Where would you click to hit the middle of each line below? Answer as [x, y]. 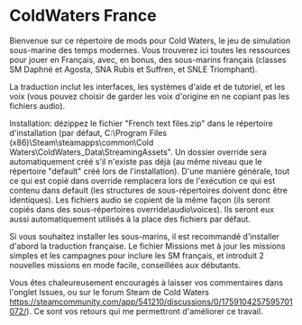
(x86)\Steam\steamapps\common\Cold [82, 142]
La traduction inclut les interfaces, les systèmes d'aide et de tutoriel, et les [147, 86]
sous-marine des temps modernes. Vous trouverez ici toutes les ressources [150, 50]
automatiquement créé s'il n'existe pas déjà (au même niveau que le [136, 161]
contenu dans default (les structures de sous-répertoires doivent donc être [149, 190]
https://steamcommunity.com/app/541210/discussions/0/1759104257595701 [151, 302]
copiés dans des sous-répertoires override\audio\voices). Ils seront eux [142, 209]
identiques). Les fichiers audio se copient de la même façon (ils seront [140, 200]
